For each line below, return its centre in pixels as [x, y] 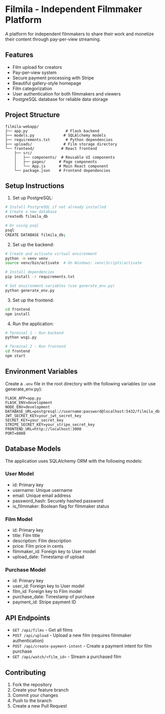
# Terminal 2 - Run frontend [35, 347]
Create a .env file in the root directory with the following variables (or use [80, 383]
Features [19, 55]
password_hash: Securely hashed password [58, 500]
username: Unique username [42, 490]
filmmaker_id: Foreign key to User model [54, 552]
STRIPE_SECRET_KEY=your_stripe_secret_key [50, 425]
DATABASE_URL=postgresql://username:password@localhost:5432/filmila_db [82, 411]
